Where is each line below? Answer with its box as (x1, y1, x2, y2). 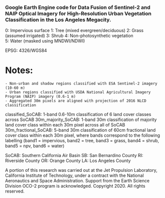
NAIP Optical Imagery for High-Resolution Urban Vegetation (5, 10, 152, 17)
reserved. (5, 188, 25, 194)
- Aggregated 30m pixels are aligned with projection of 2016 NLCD (5, 98, 147, 104)
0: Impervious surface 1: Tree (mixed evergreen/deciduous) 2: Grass (5, 28, 144, 34)
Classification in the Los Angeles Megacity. (5, 16, 111, 23)
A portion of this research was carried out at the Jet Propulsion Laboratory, (5, 167, 158, 173)
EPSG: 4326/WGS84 (5, 47, 47, 53)
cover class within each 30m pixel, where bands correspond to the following (5, 132, 160, 138)
